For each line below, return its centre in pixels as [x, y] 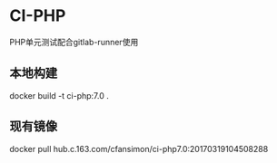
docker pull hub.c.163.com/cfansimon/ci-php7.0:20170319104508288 [139, 149]
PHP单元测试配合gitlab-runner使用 [74, 42]
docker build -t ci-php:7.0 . [59, 95]
